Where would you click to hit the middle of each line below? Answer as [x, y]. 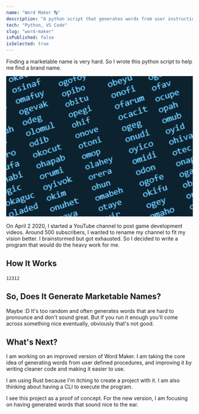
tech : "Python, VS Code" [37, 25]
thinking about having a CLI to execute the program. [70, 387]
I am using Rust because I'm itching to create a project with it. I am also [93, 381]
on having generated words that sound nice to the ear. [72, 404]
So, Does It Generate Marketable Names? [84, 297]
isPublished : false [30, 38]
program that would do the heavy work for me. [63, 245]
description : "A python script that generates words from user [86, 19]
